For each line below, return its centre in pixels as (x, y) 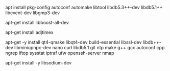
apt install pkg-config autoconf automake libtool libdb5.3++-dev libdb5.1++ (84, 7)
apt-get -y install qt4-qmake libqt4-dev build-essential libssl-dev (74, 42)
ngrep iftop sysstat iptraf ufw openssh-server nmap (60, 53)
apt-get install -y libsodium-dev (39, 63)
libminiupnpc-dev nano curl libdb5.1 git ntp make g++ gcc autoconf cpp (90, 47)
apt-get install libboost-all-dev (37, 23)
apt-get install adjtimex (29, 32)
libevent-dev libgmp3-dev (33, 13)
